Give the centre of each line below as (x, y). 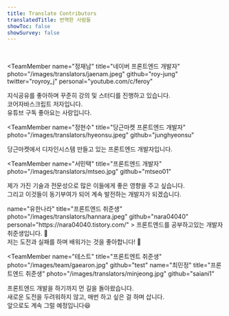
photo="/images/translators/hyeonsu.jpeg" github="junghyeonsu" (101, 135)
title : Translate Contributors (52, 13)
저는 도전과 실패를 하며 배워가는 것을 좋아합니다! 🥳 (74, 242)
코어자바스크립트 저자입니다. (45, 104)
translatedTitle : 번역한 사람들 (49, 20)
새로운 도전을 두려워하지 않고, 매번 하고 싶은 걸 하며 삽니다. (86, 297)
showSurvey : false (33, 33)
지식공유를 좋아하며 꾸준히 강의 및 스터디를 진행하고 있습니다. (89, 95)
